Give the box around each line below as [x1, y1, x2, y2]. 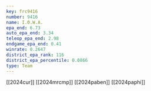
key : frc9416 [6, 8, 38, 15]
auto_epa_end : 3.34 [6, 30, 54, 36]
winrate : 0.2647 [6, 47, 46, 52]
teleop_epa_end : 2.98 [6, 36, 59, 41]
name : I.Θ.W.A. [6, 19, 43, 25]
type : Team [6, 62, 33, 69]
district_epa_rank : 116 [6, 52, 65, 58]
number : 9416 [6, 14, 38, 20]
